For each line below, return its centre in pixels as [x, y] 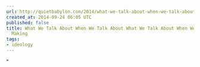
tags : [13, 39]
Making [20, 34]
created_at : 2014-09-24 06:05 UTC [49, 17]
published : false [28, 23]
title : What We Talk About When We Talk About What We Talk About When [97, 28]
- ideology [20, 45]
